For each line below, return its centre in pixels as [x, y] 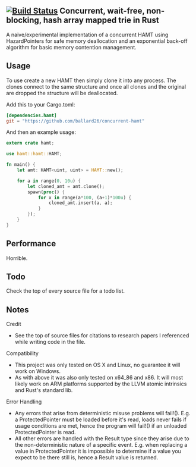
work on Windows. [38, 371]
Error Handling [24, 402]
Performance [31, 244]
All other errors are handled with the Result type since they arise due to [102, 438]
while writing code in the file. [50, 342]
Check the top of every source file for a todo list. [66, 291]
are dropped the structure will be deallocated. [62, 93]
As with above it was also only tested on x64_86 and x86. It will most [99, 378]
